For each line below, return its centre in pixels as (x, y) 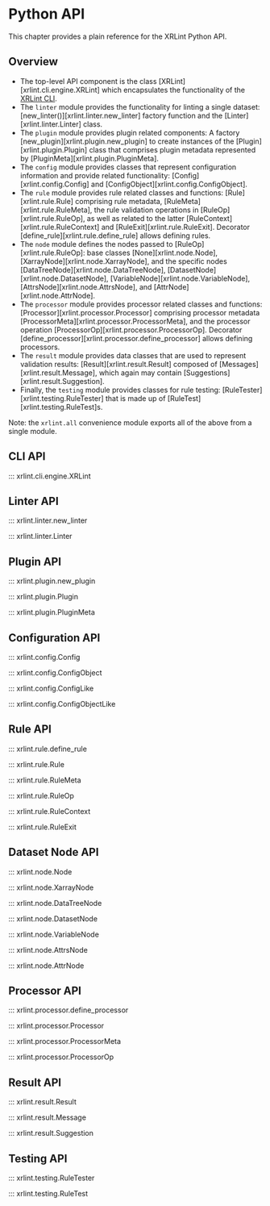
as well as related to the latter (136, 218)
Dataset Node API (54, 852)
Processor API (45, 991)
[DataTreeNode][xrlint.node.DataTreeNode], (93, 269)
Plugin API (35, 561)
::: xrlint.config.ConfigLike (51, 688)
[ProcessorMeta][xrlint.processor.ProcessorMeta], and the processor (135, 321)
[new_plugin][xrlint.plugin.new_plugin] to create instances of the (127, 141)
